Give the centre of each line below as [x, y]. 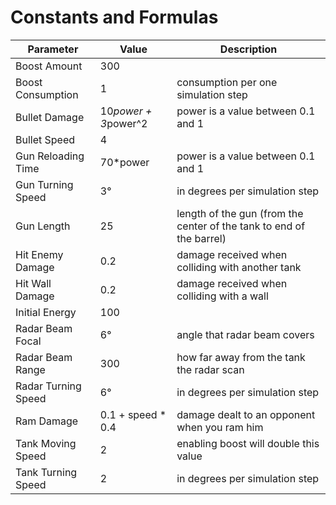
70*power [124, 162]
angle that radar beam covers [245, 334]
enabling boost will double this [248, 443]
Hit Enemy [39, 254]
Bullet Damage [50, 117]
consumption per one [227, 82]
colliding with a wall [222, 296]
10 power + [126, 111]
